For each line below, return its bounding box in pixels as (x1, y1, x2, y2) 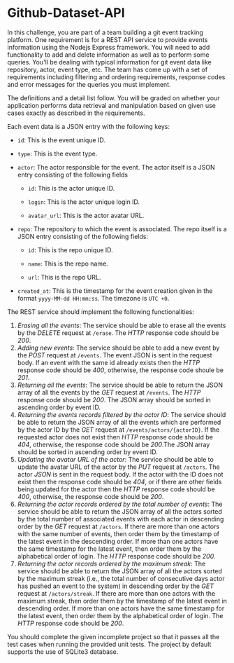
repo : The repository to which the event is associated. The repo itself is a (17, 224, 227, 233)
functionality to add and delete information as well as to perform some (7, 50, 210, 59)
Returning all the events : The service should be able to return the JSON (17, 381, 224, 389)
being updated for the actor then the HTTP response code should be (17, 485, 215, 493)
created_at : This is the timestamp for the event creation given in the (17, 286, 213, 295)
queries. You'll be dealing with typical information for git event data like (7, 57, 212, 66)
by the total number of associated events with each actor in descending (17, 514, 224, 523)
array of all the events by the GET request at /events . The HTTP (17, 388, 201, 397)
